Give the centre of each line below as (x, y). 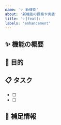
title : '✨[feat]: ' (25, 19)
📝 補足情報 (21, 116)
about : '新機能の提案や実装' (31, 14)
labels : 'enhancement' (28, 23)
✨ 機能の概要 (24, 44)
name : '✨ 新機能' (22, 10)
